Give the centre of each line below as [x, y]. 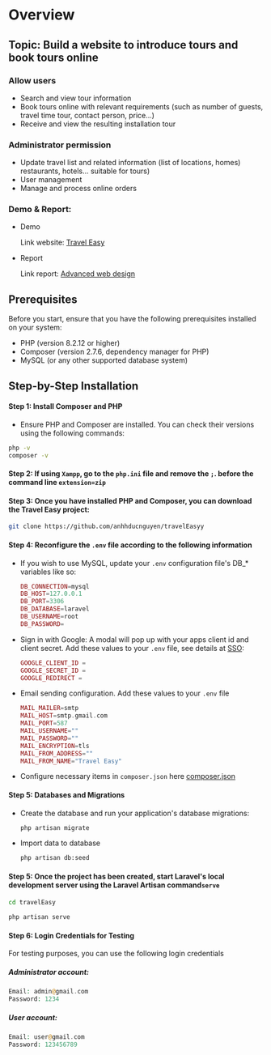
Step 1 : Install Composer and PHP [66, 406]
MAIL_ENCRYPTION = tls [55, 746]
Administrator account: [49, 972]
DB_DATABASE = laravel [55, 609]
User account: [33, 1017]
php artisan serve [39, 917]
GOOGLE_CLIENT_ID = [53, 663]
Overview [42, 15]
